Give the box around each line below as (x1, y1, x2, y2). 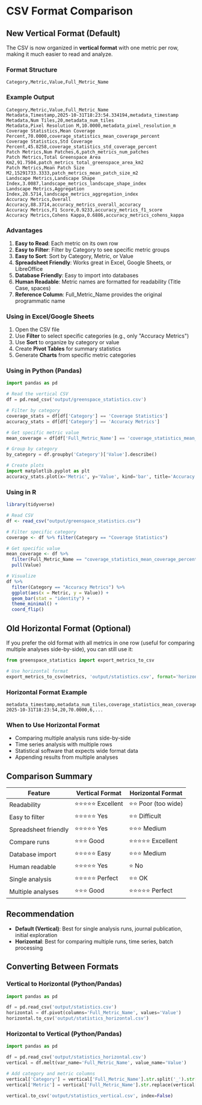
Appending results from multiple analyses (14, 754, 118, 761)
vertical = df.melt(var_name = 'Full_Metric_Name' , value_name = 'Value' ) (6, 1060, 187, 1066)
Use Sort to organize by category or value (14, 339, 120, 346)
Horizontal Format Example (6, 688, 88, 696)
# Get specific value (6, 545, 61, 551)
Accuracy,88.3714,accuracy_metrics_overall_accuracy (6, 202, 141, 208)
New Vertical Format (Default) (6, 28, 121, 39)
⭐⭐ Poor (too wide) (129, 799, 183, 808)
